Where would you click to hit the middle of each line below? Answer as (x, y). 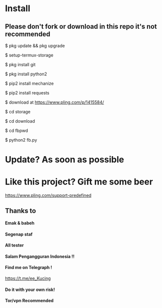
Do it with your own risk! (30, 290)
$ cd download (20, 121)
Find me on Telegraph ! (29, 268)
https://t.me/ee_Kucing (28, 278)
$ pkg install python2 (26, 74)
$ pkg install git (20, 64)
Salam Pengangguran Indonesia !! (40, 256)
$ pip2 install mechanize (30, 83)
